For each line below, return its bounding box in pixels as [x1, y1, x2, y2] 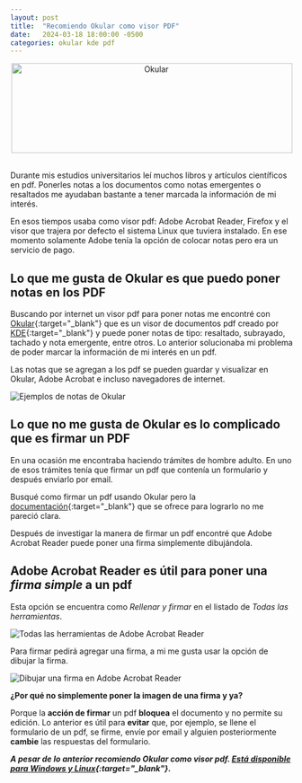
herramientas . [10, 611, 62, 621]
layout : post [10, 13, 59, 22]
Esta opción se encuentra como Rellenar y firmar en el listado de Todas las [10, 601, 289, 611]
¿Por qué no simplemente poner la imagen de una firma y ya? [10, 690, 244, 700]
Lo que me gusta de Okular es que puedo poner [10, 270, 280, 286]
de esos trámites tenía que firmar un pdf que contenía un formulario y [10, 464, 269, 475]
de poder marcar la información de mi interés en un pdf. [10, 347, 218, 357]
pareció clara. [10, 510, 61, 521]
